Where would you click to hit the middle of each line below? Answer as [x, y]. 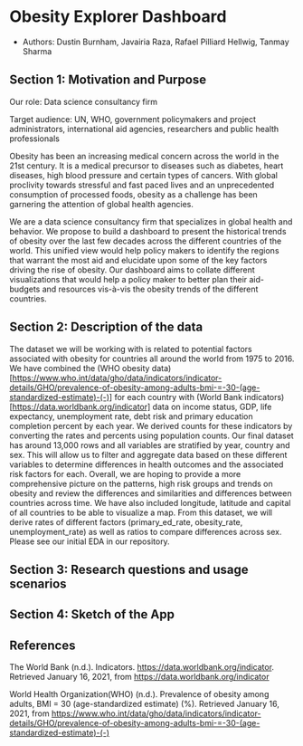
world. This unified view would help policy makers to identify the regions [144, 250]
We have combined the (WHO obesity [80, 368]
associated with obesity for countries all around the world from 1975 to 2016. [152, 359]
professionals [35, 139]
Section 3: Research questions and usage [129, 569]
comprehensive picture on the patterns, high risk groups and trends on [141, 483]
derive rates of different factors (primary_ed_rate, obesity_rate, [126, 521]
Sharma [37, 51]
